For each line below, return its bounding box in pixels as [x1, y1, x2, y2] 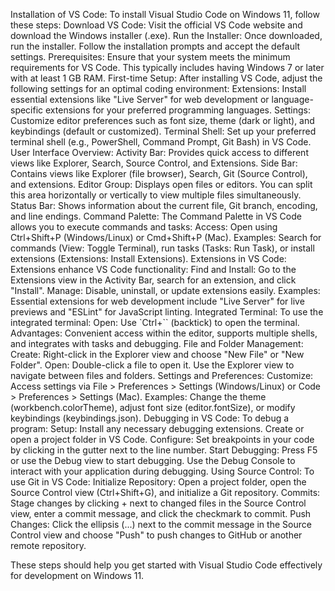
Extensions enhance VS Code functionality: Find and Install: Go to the [10, 264, 297, 275]
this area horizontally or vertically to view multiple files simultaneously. [10, 189, 302, 201]
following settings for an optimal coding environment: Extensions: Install [10, 83, 307, 94]
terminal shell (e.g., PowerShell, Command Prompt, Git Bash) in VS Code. [10, 136, 312, 148]
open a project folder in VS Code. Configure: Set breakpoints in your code [10, 434, 315, 445]
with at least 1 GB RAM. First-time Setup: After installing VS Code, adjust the [10, 72, 323, 84]
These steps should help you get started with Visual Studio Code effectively [10, 559, 323, 571]
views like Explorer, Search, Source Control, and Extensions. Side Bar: [10, 157, 298, 169]
